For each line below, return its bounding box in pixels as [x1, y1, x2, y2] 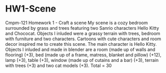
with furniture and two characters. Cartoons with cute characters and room [5, 36, 161, 42]
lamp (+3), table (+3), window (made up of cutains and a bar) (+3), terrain [5, 57, 159, 63]
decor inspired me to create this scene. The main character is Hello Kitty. [5, 41, 157, 47]
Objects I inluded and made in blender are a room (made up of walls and [5, 46, 155, 52]
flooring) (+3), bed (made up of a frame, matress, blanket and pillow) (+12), [5, 51, 161, 58]
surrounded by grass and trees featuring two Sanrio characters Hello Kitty [5, 25, 159, 31]
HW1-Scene [5, 3, 57, 15]
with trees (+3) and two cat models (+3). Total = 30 [5, 62, 112, 68]
